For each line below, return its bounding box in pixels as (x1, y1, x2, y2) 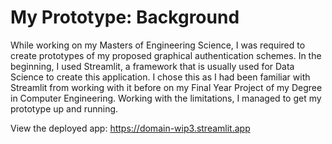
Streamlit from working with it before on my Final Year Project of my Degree (10, 81, 323, 93)
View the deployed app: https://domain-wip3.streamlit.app (10, 122, 251, 134)
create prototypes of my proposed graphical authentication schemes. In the (10, 49, 322, 61)
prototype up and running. (10, 102, 119, 115)
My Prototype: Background (10, 6, 240, 29)
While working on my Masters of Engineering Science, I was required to (10, 39, 306, 51)
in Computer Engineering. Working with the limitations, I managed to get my (10, 92, 322, 104)
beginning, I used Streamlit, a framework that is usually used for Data (10, 60, 295, 72)
